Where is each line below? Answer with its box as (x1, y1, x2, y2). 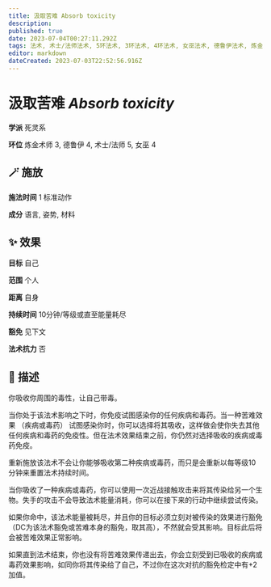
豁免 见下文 (8, 327, 46, 336)
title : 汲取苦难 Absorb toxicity (8, 11, 116, 20)
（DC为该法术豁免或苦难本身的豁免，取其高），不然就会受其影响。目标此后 (8, 522, 256, 532)
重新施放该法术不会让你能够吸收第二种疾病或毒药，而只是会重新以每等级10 (8, 458, 256, 467)
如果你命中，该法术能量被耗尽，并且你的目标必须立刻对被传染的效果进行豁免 (8, 513, 263, 522)
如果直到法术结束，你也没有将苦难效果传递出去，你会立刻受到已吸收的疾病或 (8, 550, 263, 560)
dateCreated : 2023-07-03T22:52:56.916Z (8, 57, 143, 65)
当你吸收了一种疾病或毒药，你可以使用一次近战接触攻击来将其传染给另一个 (8, 485, 256, 495)
